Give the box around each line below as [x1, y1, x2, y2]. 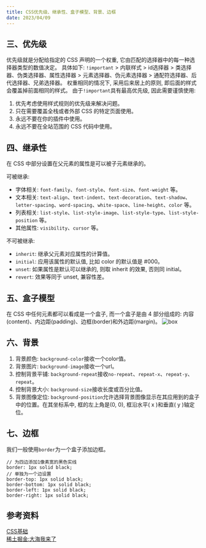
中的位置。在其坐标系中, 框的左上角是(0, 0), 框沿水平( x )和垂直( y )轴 [15, 400, 189, 408]
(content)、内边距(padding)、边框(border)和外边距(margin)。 [6, 318, 161, 325]
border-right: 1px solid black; [6, 492, 89, 498]
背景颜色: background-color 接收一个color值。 [15, 355, 129, 362]
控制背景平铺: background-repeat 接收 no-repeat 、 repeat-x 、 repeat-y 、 [15, 370, 193, 377]
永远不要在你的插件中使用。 [15, 115, 86, 122]
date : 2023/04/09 [6, 15, 51, 21]
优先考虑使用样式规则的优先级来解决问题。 [15, 100, 123, 107]
